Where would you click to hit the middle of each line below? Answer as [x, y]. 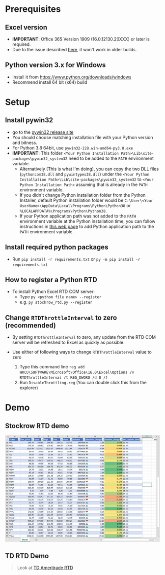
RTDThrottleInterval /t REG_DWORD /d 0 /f [64, 378]
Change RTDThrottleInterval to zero [61, 317]
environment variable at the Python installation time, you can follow [87, 221]
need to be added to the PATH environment [111, 158]
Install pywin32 [29, 120]
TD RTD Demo [27, 556]
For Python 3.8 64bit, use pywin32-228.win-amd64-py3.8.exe [73, 148]
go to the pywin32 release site [43, 132]
